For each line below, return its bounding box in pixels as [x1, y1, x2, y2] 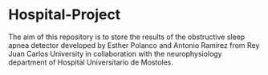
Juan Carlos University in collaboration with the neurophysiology [8, 49, 222, 58]
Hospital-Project [8, 6, 121, 24]
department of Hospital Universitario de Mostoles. [8, 57, 174, 67]
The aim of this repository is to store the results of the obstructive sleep [8, 32, 246, 41]
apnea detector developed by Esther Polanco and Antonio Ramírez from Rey [8, 40, 260, 49]
